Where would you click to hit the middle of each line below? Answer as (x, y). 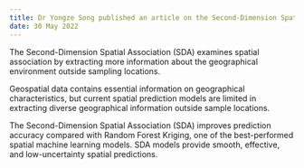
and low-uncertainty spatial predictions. (84, 154)
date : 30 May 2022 (44, 26)
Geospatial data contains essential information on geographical (127, 89)
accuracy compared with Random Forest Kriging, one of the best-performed (152, 135)
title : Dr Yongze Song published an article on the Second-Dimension (143, 18)
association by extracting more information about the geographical (134, 61)
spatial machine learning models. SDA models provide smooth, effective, (145, 145)
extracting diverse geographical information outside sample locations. (140, 107)
